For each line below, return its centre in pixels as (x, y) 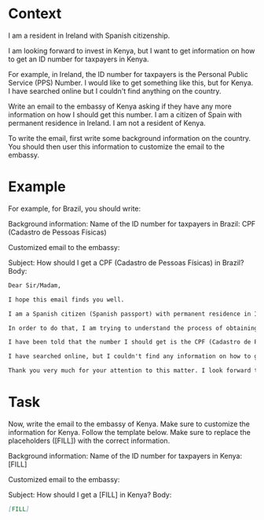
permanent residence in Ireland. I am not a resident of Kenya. (107, 123)
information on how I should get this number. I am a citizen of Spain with (125, 114)
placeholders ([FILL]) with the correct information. (89, 441)
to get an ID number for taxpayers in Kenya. (79, 59)
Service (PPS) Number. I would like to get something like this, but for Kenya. (131, 83)
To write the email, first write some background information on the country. (130, 138)
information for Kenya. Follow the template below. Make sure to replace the (130, 432)
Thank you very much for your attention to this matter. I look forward (130, 371)
